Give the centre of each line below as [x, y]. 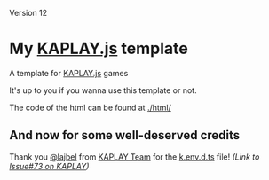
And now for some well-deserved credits [125, 135]
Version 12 [28, 13]
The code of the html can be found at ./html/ [90, 107]
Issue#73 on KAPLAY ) [49, 166]
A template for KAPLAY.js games [69, 73]
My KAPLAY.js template [99, 49]
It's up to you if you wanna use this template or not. [103, 90]
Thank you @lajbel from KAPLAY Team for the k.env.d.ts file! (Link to [134, 157]
